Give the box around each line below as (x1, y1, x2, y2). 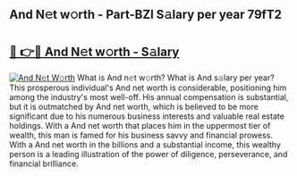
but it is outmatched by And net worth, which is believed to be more (9, 102, 259, 112)
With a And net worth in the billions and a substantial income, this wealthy (9, 139, 282, 150)
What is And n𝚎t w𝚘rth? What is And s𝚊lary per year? (77, 72, 275, 83)
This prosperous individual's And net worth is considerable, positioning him (9, 82, 287, 93)
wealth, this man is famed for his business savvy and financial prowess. (9, 130, 274, 140)
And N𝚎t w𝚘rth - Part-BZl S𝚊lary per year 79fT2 (9, 7, 282, 22)
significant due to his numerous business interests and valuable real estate (9, 111, 284, 122)
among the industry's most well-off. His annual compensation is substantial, (9, 92, 289, 102)
